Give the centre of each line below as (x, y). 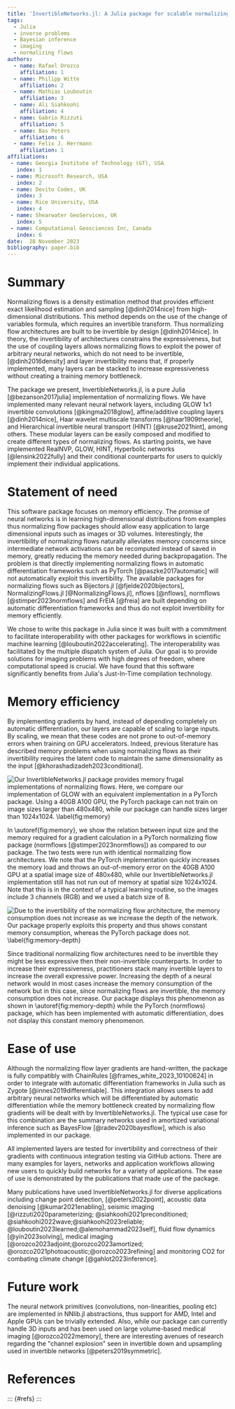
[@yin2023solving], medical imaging (60, 1236)
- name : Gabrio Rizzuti (48, 117)
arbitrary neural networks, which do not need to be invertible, (95, 354)
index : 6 (29, 235)
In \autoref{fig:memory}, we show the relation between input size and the (113, 830)
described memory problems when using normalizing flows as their (104, 751)
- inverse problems (42, 33)
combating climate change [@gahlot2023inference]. (83, 1259)
